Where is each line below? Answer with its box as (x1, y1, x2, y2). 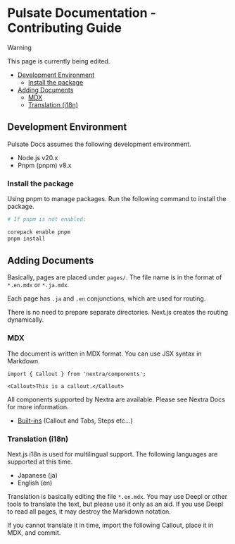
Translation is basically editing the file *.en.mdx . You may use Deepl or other (7, 492, 227, 501)
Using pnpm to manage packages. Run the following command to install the (7, 195, 227, 203)
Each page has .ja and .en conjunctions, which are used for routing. (7, 294, 206, 303)
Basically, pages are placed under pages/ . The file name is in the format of (7, 273, 222, 282)
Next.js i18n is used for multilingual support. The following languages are (7, 450, 218, 459)
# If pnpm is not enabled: (7, 216, 87, 223)
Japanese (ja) (17, 471, 58, 480)
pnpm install (7, 235, 46, 242)
